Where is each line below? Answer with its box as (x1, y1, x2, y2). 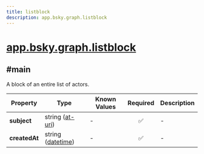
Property (11, 98, 38, 107)
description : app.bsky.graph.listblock (6, 14, 107, 21)
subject (9, 116, 32, 124)
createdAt (9, 133, 39, 142)
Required (127, 98, 155, 107)
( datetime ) (44, 137, 75, 146)
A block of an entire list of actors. (6, 80, 90, 88)
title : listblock (6, 8, 50, 15)
